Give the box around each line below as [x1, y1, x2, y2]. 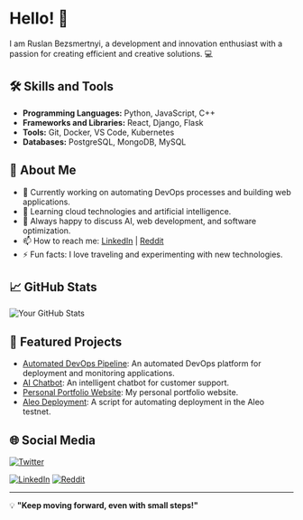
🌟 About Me [9, 163, 77, 178]
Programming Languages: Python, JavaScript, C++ [22, 108, 216, 118]
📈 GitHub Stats [9, 279, 97, 295]
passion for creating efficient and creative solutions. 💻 [9, 48, 214, 59]
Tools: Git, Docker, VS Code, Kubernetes [22, 127, 175, 137]
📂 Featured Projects [9, 334, 123, 349]
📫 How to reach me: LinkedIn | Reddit [22, 235, 164, 246]
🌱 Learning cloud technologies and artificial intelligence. [22, 205, 232, 216]
